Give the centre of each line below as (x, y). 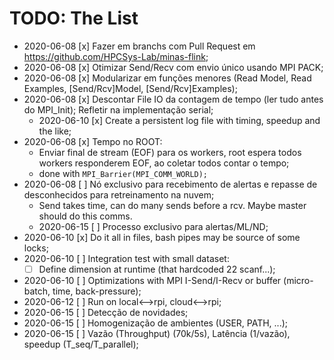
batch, (37, 291)
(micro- (298, 280)
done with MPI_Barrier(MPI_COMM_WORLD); (123, 173)
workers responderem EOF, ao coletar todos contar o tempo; (164, 163)
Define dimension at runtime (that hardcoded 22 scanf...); (157, 269)
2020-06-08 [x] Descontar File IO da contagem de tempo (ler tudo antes (173, 99)
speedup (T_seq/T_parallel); (81, 344)
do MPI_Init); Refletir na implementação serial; (118, 109)
